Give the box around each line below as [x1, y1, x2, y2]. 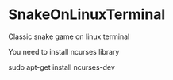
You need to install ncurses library [8, 47, 120, 56]
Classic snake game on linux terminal [8, 32, 130, 41]
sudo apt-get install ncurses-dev [8, 62, 115, 72]
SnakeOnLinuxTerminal [8, 6, 166, 24]
